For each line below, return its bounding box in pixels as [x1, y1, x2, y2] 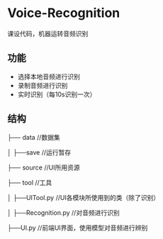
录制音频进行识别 [17, 81, 68, 89]
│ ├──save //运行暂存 [7, 148, 72, 157]
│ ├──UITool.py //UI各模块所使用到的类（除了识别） [7, 193, 160, 201]
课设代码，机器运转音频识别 [7, 29, 89, 38]
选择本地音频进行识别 [17, 72, 80, 81]
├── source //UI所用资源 [7, 163, 80, 172]
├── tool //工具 [7, 178, 52, 187]
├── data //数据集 [7, 133, 60, 141]
